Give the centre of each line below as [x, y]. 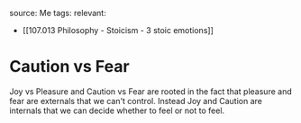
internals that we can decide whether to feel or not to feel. [117, 110]
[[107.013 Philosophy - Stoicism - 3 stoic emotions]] [118, 30]
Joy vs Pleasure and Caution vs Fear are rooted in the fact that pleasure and [150, 91]
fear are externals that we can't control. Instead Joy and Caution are [136, 101]
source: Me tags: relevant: [58, 13]
